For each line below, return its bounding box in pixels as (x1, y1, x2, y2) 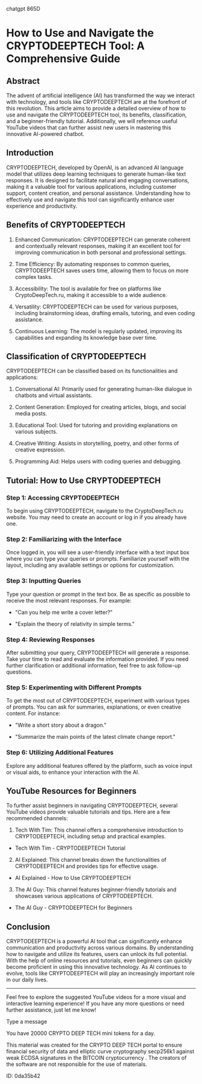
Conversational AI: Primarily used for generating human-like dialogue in (14, 386, 192, 393)
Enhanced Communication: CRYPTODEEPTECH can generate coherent (14, 235, 191, 243)
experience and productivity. (6, 202, 78, 209)
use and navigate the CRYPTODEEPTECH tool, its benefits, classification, (6, 111, 188, 118)
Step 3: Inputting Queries (6, 576, 81, 585)
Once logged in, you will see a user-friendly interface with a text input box (6, 549, 189, 556)
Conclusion (6, 922, 50, 932)
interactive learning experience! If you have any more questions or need (6, 1000, 185, 1007)
